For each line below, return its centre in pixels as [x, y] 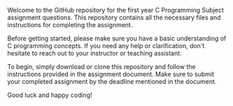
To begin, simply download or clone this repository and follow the [101, 67]
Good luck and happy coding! [50, 95]
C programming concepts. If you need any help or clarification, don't [106, 46]
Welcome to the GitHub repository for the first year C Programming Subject [115, 10]
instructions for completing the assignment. [70, 25]
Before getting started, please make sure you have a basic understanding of [117, 38]
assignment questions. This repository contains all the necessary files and [114, 17]
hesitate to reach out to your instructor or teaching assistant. [94, 53]
